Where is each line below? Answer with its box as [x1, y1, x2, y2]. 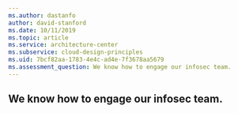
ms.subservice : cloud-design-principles [8, 48, 144, 56]
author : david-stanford [8, 19, 87, 27]
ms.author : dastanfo [8, 11, 77, 20]
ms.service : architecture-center [8, 41, 119, 49]
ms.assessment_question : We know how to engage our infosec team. [8, 63, 232, 71]
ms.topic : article [8, 33, 69, 42]
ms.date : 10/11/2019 [8, 26, 77, 34]
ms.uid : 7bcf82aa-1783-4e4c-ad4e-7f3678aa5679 [8, 56, 164, 64]
